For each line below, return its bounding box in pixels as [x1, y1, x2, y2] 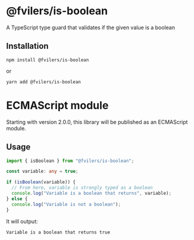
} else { [6, 195, 28, 202]
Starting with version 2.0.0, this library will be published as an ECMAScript [6, 118, 188, 126]
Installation [6, 41, 49, 51]
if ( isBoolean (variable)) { [6, 179, 76, 185]
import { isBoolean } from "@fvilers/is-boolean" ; [6, 158, 134, 164]
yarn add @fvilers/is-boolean [6, 79, 82, 85]
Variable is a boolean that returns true [6, 229, 111, 235]
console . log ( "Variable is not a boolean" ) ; [11, 201, 121, 207]
